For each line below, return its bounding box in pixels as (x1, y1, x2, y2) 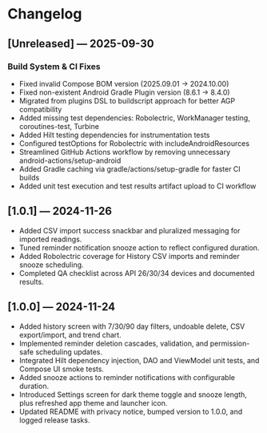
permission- (209, 338, 250, 348)
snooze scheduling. (18, 260, 85, 269)
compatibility (18, 104, 62, 114)
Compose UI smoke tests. (18, 364, 105, 374)
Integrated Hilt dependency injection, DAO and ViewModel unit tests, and (18, 355, 260, 365)
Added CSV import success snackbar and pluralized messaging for (18, 225, 241, 235)
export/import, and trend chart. (18, 330, 122, 339)
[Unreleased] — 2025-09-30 (7, 37, 154, 51)
